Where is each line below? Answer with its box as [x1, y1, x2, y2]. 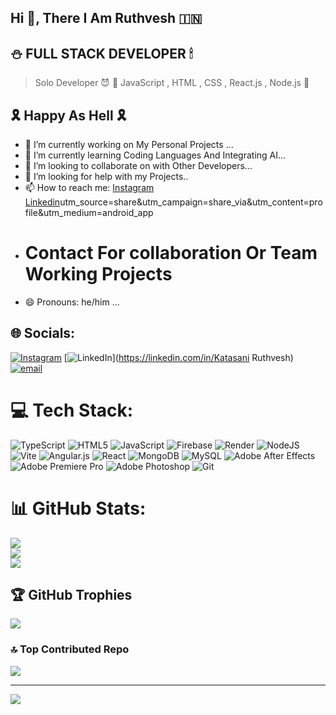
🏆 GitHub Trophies [10, 587, 133, 604]
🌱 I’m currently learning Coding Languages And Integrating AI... [24, 149, 287, 161]
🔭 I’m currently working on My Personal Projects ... [24, 139, 234, 151]
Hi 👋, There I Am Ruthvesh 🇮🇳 [10, 10, 203, 27]
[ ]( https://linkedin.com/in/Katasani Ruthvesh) [63, 351, 294, 363]
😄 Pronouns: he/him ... [24, 296, 120, 308]
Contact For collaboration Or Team [24, 242, 318, 265]
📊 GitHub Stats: [10, 497, 147, 520]
